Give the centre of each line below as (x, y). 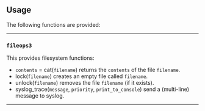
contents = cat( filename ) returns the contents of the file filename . (98, 70)
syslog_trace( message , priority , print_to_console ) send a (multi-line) (102, 89)
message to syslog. (40, 96)
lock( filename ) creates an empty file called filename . (81, 76)
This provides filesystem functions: (50, 58)
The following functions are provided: (53, 24)
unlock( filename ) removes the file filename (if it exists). (85, 83)
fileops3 (19, 45)
